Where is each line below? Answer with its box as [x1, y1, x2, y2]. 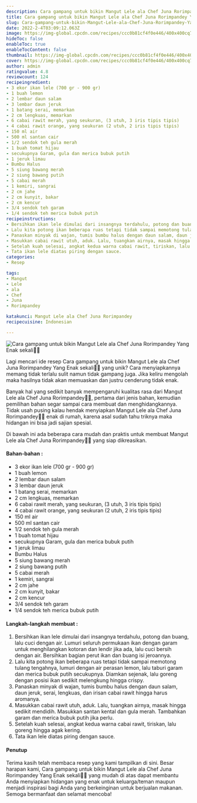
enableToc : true [6, 42, 46, 48]
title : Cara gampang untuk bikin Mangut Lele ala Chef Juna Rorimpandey [6, 14, 188, 20]
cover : [6, 58, 22, 63]
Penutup [6, 746, 28, 753]
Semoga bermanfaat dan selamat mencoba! [6, 791, 112, 798]
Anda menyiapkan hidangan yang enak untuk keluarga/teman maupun [6, 778, 175, 785]
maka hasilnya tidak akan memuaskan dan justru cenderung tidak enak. [6, 376, 179, 383]
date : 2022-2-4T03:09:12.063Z [6, 25, 80, 31]
